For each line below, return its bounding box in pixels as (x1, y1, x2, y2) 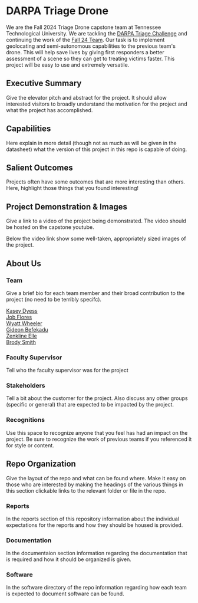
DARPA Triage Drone (6, 4, 109, 18)
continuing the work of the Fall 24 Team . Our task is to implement (6, 36, 165, 43)
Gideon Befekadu (6, 326, 48, 333)
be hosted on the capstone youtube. (6, 224, 94, 231)
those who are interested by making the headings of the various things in (6, 481, 184, 488)
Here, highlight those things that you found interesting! (6, 185, 138, 192)
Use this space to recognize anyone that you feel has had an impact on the (6, 429, 188, 436)
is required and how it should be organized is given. (6, 556, 131, 563)
